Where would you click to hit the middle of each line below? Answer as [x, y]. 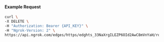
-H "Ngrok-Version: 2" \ [30, 30]
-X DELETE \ [17, 22]
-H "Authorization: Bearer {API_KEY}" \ [47, 26]
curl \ [11, 17]
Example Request [23, 7]
